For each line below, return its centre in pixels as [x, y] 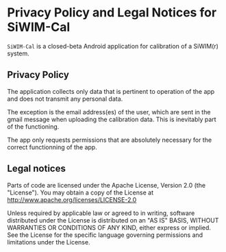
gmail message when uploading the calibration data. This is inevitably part [112, 119]
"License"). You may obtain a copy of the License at [80, 192]
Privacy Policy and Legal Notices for [112, 13]
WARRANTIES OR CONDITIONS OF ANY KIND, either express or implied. [109, 227]
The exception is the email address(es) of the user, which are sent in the [109, 112]
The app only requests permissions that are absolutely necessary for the [110, 140]
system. [18, 53]
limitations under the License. [49, 242]
